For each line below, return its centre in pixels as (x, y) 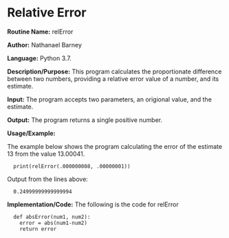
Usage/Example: (31, 133)
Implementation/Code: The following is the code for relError (93, 204)
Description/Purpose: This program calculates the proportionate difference (115, 71)
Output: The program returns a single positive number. (85, 120)
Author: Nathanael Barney (45, 45)
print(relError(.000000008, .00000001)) (72, 166)
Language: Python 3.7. (40, 58)
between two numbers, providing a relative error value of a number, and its (113, 79)
